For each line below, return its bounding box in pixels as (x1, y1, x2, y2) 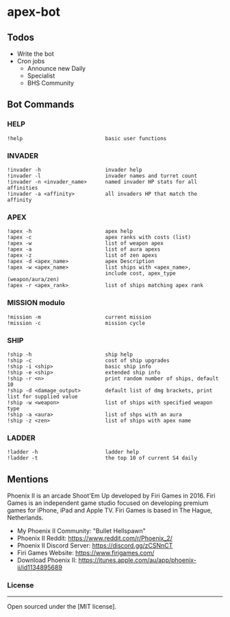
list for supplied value (7, 393, 78, 400)
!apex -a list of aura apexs (7, 246, 161, 253)
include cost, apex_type (105, 270, 176, 277)
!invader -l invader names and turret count (7, 172, 197, 179)
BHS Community (27, 79, 74, 87)
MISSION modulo (7, 298, 65, 308)
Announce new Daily (27, 65, 86, 72)
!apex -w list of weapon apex (7, 240, 164, 247)
